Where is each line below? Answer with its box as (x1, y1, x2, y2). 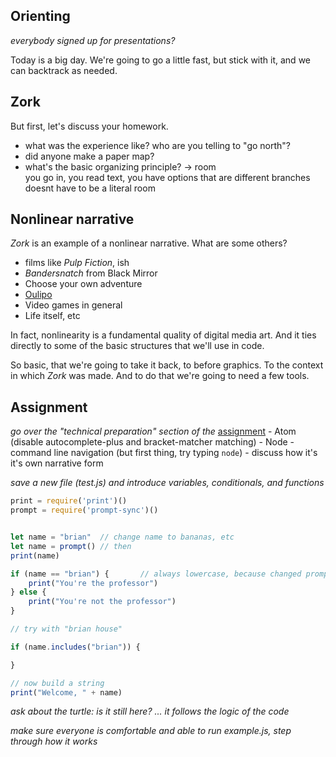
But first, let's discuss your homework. (10, 120, 169, 132)
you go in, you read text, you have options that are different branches (24, 171, 311, 183)
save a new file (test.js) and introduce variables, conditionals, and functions (10, 477, 325, 489)
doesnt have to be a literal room (24, 182, 156, 194)
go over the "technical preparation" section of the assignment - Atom (10, 425, 297, 438)
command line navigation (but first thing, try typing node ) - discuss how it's (10, 447, 318, 459)
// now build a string (10, 678, 105, 688)
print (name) (10, 550, 60, 561)
